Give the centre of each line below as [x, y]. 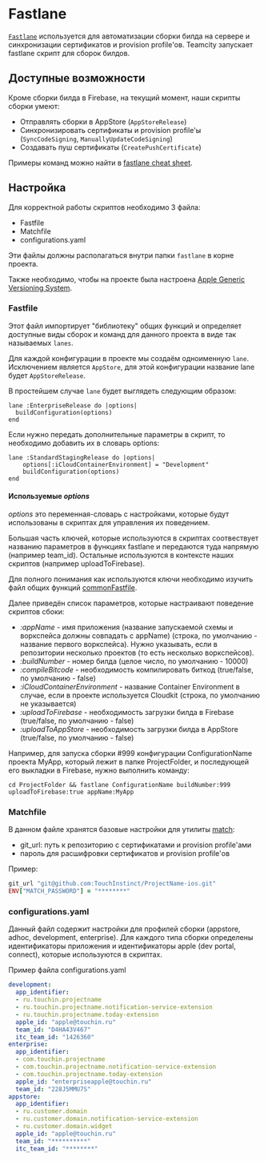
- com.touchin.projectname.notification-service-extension [116, 1067]
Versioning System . [40, 287]
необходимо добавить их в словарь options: [84, 443]
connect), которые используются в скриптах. [85, 954]
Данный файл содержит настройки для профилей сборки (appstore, [124, 929]
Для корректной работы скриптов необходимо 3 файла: [104, 207]
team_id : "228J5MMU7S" [53, 1089]
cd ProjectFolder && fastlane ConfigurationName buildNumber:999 [119, 785]
